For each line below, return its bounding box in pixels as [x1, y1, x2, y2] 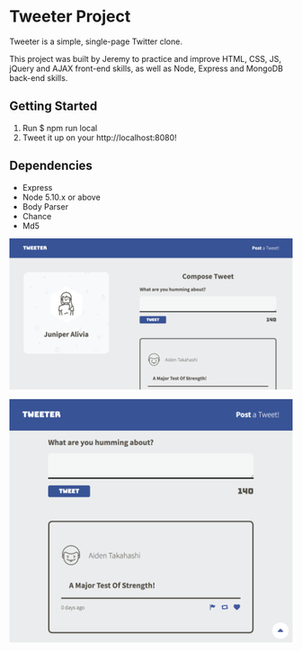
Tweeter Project [9, 6, 131, 27]
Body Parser [22, 201, 69, 212]
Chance [22, 210, 52, 221]
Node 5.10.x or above [22, 192, 101, 202]
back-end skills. [9, 72, 68, 83]
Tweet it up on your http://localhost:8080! [22, 132, 177, 143]
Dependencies [9, 158, 93, 174]
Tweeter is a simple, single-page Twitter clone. [9, 36, 182, 47]
